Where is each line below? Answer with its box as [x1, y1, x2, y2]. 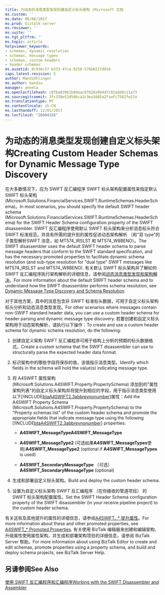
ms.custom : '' [5, 12, 34, 17]
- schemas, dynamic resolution [5, 48, 69, 53]
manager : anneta [5, 85, 38, 90]
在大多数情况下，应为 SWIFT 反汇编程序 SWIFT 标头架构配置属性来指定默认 [5, 186, 158, 192]
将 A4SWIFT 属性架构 [12, 375, 56, 381]
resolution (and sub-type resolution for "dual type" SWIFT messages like [5, 259, 152, 265]
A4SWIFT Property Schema [12, 399, 69, 405]
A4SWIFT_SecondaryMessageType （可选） [19, 461, 112, 467]
